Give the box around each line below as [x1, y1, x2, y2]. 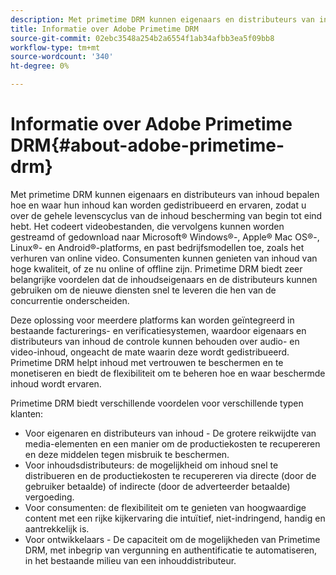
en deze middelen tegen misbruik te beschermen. [24, 448, 230, 460]
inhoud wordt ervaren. [10, 377, 102, 390]
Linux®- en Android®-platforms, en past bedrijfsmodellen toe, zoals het [10, 241, 305, 253]
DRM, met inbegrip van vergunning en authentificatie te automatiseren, [24, 544, 318, 556]
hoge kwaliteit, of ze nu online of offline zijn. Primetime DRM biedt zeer [10, 262, 303, 275]
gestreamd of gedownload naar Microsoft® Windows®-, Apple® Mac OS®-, [10, 231, 320, 243]
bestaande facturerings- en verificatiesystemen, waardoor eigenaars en [10, 324, 307, 336]
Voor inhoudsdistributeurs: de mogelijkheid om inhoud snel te [24, 459, 279, 471]
